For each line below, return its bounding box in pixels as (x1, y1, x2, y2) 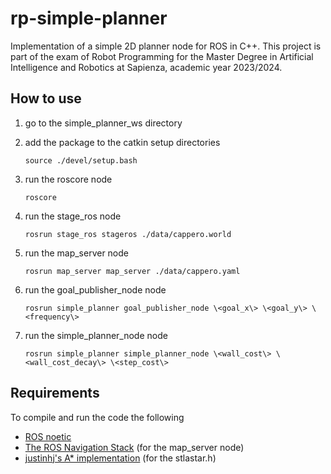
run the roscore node (24, 173, 113, 185)
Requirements (10, 385, 100, 402)
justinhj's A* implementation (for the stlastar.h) (24, 452, 217, 464)
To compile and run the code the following (10, 411, 185, 423)
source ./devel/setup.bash (24, 155, 138, 166)
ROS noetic (24, 430, 72, 442)
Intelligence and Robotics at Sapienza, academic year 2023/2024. (10, 61, 283, 73)
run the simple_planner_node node (24, 329, 168, 341)
